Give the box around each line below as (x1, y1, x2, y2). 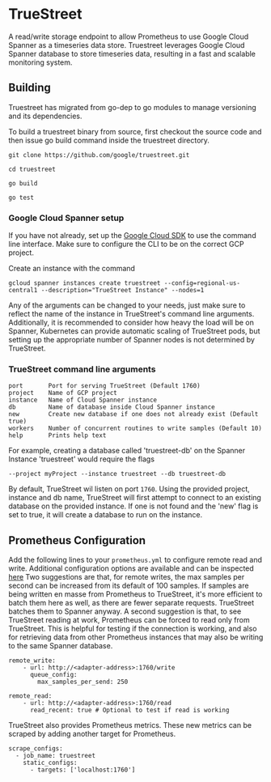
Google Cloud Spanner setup (8, 212, 125, 223)
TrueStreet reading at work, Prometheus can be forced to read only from (8, 615, 250, 625)
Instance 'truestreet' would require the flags (8, 454, 155, 464)
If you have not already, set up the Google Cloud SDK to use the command (8, 231, 256, 240)
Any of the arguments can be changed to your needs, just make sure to (8, 300, 246, 310)
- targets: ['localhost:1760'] (29, 766, 136, 774)
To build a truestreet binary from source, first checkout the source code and (8, 126, 262, 136)
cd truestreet (8, 165, 57, 173)
